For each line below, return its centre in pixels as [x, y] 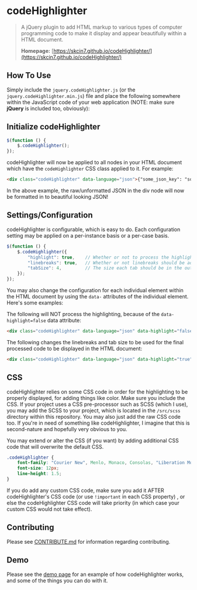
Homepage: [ [37, 50]
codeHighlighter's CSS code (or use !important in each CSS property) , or [96, 496]
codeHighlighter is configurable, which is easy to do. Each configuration [94, 229]
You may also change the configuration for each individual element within [95, 290]
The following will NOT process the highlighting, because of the [83, 314]
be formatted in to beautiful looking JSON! [58, 197]
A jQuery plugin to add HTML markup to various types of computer [102, 27]
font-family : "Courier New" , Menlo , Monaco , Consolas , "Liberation [101, 463]
